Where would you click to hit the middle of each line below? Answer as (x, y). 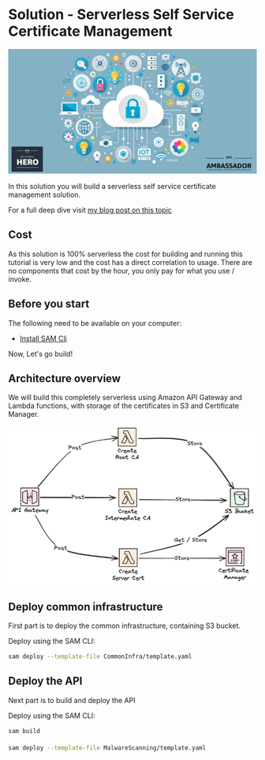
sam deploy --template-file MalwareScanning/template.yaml (107, 748)
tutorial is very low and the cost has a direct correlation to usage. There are (130, 262)
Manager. (24, 414)
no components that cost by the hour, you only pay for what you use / (121, 270)
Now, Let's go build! (41, 354)
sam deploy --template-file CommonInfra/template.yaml (100, 657)
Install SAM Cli (43, 338)
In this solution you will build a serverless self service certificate (112, 186)
